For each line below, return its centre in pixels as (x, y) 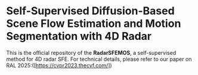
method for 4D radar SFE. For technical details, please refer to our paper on (99, 59)
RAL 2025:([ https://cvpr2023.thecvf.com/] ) (59, 65)
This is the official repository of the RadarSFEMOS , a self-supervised (91, 52)
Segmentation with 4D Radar (79, 36)
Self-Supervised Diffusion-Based (90, 11)
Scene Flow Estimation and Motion (94, 24)
